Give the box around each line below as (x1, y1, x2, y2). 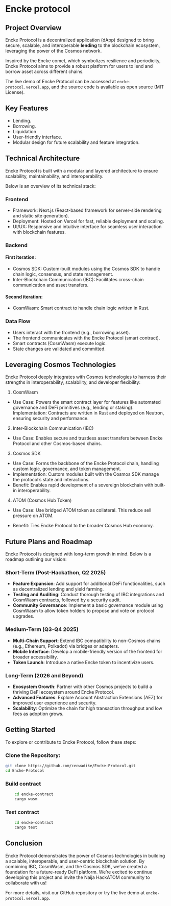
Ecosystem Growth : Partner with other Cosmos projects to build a (12, 683, 152, 690)
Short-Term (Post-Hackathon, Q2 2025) (5, 569, 106, 576)
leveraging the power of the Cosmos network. (5, 48, 102, 54)
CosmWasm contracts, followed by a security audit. (12, 597, 121, 603)
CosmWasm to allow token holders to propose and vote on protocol (12, 608, 155, 614)
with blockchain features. (12, 229, 66, 235)
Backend (5, 241, 28, 249)
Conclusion (5, 839, 43, 848)
